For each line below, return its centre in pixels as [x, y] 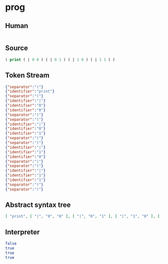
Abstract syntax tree [38, 205]
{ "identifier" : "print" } [30, 92]
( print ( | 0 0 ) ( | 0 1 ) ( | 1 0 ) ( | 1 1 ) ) [60, 60]
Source [17, 48]
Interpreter [22, 232]
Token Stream [27, 75]
